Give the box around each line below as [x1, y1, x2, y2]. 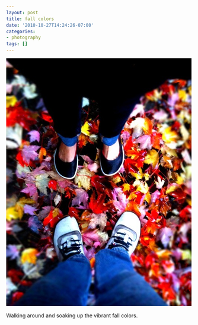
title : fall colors [6, 15, 55, 22]
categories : [6, 29, 36, 34]
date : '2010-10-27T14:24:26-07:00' [6, 22, 94, 28]
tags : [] [6, 41, 28, 47]
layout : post [6, 10, 39, 15]
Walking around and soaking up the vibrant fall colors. [6, 312, 138, 319]
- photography [6, 34, 41, 41]
